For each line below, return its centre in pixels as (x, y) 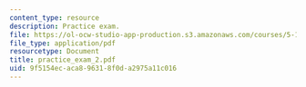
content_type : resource (55, 18)
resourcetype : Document (55, 52)
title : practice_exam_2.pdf (63, 60)
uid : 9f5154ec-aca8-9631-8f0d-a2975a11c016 (93, 69)
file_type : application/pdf (63, 43)
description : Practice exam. (65, 26)
